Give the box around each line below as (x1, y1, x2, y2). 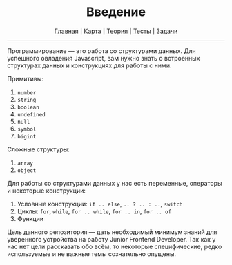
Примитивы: (7, 74, 43, 83)
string (17, 96, 37, 103)
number (17, 89, 37, 96)
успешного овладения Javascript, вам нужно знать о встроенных (7, 54, 200, 62)
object (17, 167, 37, 174)
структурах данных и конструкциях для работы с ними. (7, 61, 172, 70)
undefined (17, 111, 46, 118)
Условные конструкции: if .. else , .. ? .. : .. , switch (17, 200, 183, 208)
